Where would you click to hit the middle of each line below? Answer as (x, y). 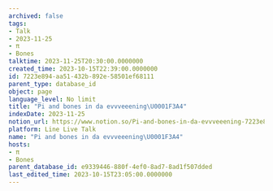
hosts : (19, 144)
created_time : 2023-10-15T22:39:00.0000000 (83, 69)
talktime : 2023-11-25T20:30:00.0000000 (76, 62)
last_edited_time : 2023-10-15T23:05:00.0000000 (91, 175)
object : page (30, 91)
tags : (17, 24)
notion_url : (28, 122)
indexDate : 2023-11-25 (47, 115)
